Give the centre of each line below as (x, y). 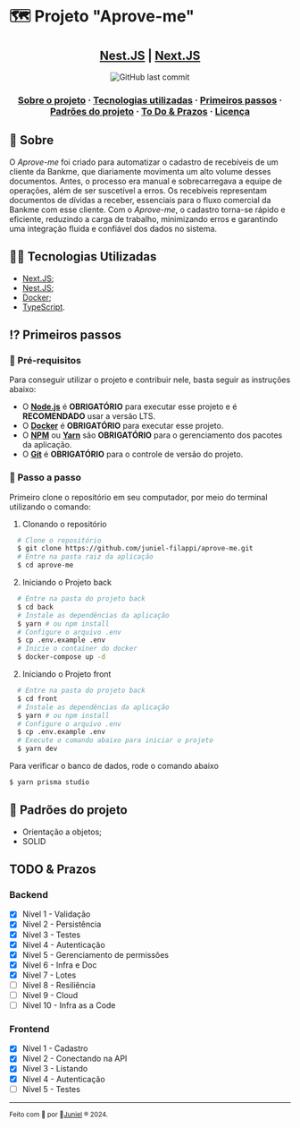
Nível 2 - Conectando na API (75, 1059)
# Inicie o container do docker (78, 649)
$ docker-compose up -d (61, 657)
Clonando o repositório (64, 524)
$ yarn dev (37, 749)
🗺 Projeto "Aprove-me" (102, 17)
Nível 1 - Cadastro (55, 1048)
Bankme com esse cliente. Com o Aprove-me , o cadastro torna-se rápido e (147, 209)
